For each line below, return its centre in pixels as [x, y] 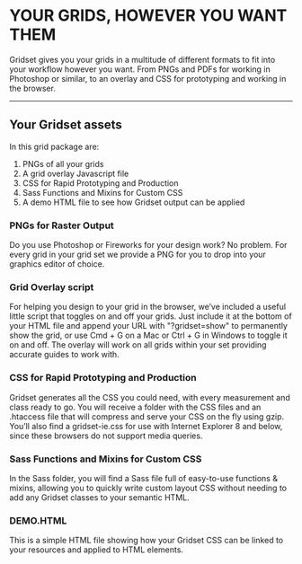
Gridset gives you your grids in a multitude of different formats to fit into [142, 59]
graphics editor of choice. [57, 264]
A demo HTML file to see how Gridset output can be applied [133, 202]
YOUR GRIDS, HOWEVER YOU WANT [148, 16]
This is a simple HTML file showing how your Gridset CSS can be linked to [147, 541]
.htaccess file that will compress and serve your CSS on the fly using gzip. [147, 416]
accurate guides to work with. [64, 355]
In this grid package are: [54, 146]
